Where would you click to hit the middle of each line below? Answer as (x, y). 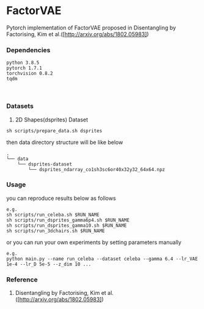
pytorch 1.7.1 (24, 68)
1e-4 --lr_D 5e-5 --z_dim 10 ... (49, 264)
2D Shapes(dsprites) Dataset (52, 120)
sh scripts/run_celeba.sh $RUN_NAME (53, 215)
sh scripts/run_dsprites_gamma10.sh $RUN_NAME (67, 225)
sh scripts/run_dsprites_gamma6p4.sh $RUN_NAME (68, 220)
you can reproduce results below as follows (61, 198)
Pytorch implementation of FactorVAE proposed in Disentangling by (91, 28)
